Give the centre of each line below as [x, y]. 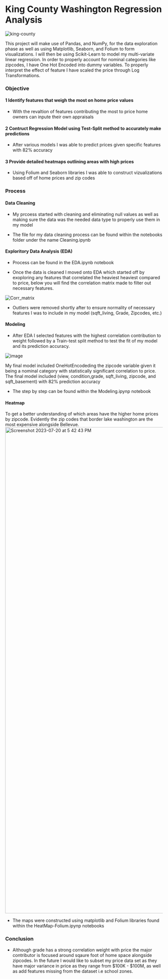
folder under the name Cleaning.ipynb [51, 240]
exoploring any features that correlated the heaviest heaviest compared [86, 277]
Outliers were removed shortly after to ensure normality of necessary [83, 307]
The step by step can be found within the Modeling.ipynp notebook [81, 391]
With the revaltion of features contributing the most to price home [80, 112]
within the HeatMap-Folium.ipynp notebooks [58, 926]
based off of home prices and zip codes [53, 178]
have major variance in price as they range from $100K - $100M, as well [86, 965]
